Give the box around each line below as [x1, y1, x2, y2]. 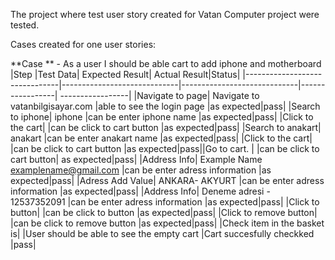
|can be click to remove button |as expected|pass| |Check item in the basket [10, 217, 325, 229]
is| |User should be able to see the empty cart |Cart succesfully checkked [10, 228, 315, 239]
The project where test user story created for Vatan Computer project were [10, 9, 320, 20]
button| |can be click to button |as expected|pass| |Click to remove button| [10, 207, 318, 218]
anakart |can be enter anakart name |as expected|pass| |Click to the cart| [10, 132, 313, 144]
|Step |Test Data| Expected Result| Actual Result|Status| [10, 69, 241, 80]
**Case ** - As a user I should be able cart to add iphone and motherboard [10, 58, 322, 69]
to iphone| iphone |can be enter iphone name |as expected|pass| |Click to [10, 111, 314, 123]
